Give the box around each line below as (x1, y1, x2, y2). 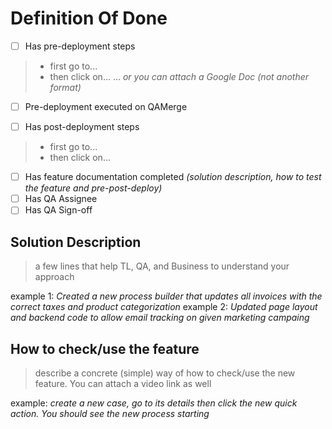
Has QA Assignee (24, 193, 98, 205)
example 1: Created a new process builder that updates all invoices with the (10, 290, 323, 302)
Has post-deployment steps (24, 121, 140, 133)
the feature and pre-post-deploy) (24, 182, 163, 194)
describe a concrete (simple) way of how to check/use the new (34, 367, 296, 379)
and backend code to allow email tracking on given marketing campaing (10, 312, 310, 324)
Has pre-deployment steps (24, 40, 136, 52)
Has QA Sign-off (24, 204, 93, 216)
